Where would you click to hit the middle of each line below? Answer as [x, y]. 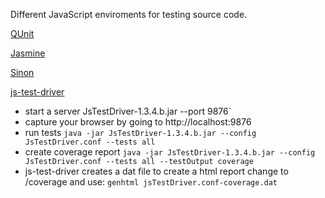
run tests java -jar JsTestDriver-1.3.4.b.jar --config [140, 132]
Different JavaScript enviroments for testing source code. [129, 14]
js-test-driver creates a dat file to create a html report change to [156, 171]
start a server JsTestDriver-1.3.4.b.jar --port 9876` [128, 111]
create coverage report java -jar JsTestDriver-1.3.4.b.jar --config [170, 152]
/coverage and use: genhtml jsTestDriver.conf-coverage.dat [151, 182]
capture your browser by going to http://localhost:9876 [138, 122]
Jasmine [28, 53]
